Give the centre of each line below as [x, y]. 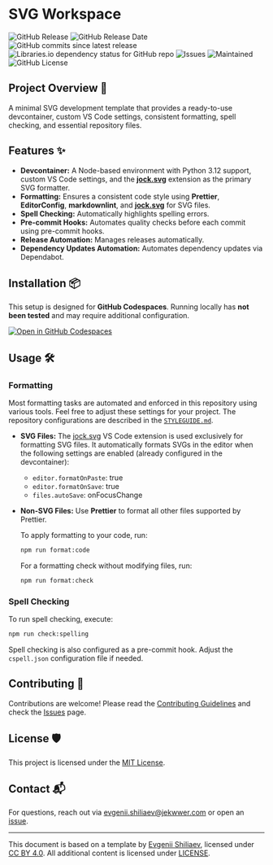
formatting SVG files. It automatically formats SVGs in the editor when [136, 445]
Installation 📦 [45, 283]
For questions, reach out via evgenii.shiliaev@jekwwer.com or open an [126, 813]
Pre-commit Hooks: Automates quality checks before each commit [133, 222]
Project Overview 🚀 [58, 88]
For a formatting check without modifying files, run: [106, 566]
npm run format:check [56, 580]
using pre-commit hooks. [62, 231]
